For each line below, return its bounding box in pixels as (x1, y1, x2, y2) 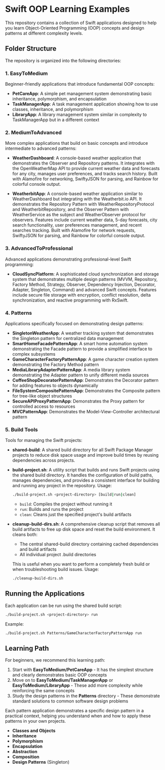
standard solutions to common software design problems (12, 698, 129, 704)
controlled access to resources (12, 403, 75, 409)
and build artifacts (19, 546, 57, 552)
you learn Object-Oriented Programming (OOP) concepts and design (5, 25, 144, 31)
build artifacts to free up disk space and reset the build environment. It (12, 526, 155, 533)
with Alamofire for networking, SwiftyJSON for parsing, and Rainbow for (12, 176, 159, 182)
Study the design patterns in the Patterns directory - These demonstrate (12, 693, 160, 699)
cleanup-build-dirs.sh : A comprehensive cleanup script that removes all (12, 521, 160, 527)
